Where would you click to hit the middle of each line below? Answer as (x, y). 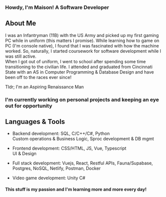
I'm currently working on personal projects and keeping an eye (82, 99)
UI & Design (24, 154)
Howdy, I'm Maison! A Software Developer (57, 7)
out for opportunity (29, 106)
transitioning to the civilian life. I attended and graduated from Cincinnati (79, 67)
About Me (21, 23)
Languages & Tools (35, 122)
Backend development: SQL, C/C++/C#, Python (61, 134)
